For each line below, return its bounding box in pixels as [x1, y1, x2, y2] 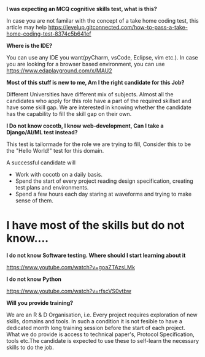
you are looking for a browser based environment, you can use [6, 61, 165, 67]
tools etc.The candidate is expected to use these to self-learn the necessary [6, 337, 199, 344]
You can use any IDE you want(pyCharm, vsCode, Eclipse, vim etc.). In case [6, 54, 198, 61]
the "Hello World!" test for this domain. [6, 147, 104, 154]
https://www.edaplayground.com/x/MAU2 [6, 67, 112, 74]
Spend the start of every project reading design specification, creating [15, 177, 193, 185]
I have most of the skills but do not [6, 218, 185, 232]
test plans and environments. [15, 184, 89, 191]
